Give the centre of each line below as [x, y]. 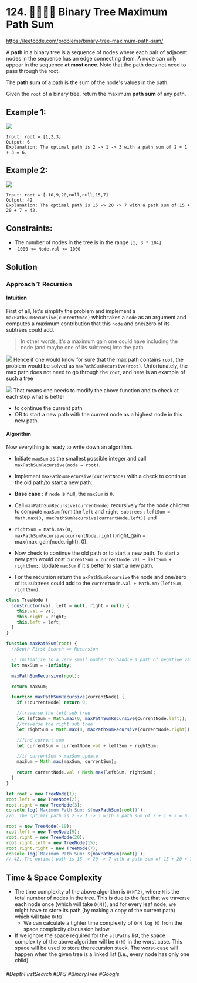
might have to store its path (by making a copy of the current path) [95, 911]
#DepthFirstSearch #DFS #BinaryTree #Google [63, 974]
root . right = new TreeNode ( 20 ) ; [45, 837]
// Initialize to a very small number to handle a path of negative [97, 659]
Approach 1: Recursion [39, 284]
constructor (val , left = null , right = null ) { [71, 605]
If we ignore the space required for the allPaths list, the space [90, 935]
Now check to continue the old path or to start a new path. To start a [97, 553]
